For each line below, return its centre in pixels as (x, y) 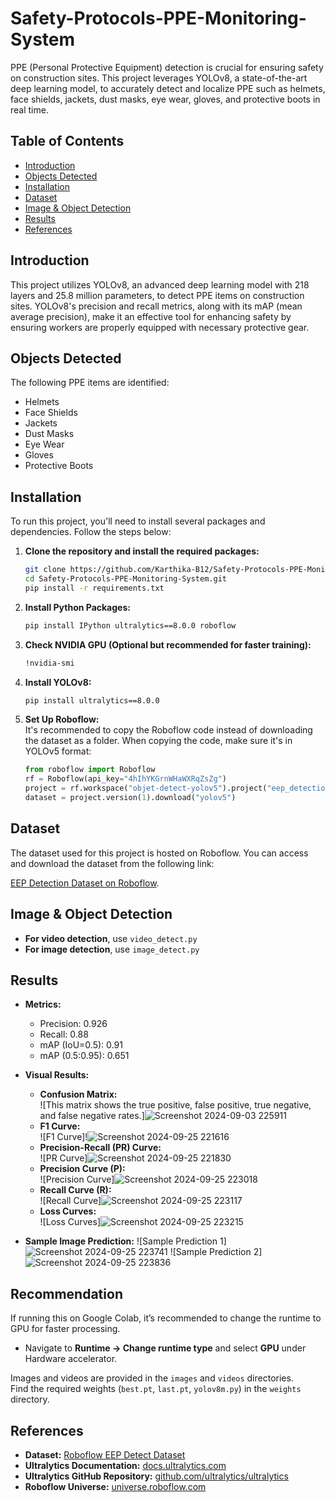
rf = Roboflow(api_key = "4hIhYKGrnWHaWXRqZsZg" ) (125, 779)
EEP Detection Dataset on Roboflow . (85, 883)
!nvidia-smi (49, 663)
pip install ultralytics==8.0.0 (92, 700)
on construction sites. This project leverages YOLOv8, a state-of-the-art (159, 78)
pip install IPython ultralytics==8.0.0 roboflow (130, 625)
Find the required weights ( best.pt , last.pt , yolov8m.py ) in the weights (156, 1389)
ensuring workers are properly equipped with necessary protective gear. (160, 327)
